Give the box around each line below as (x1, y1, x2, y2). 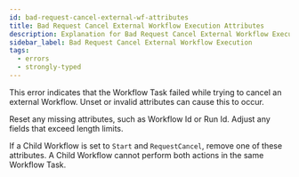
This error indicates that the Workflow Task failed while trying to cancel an (9, 86, 282, 98)
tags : (9, 46, 29, 55)
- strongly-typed (17, 63, 82, 72)
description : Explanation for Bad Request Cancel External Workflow (9, 29, 269, 38)
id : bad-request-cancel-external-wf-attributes (9, 12, 190, 22)
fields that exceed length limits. (9, 123, 124, 133)
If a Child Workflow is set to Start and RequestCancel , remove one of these (9, 140, 283, 151)
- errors (17, 54, 50, 63)
